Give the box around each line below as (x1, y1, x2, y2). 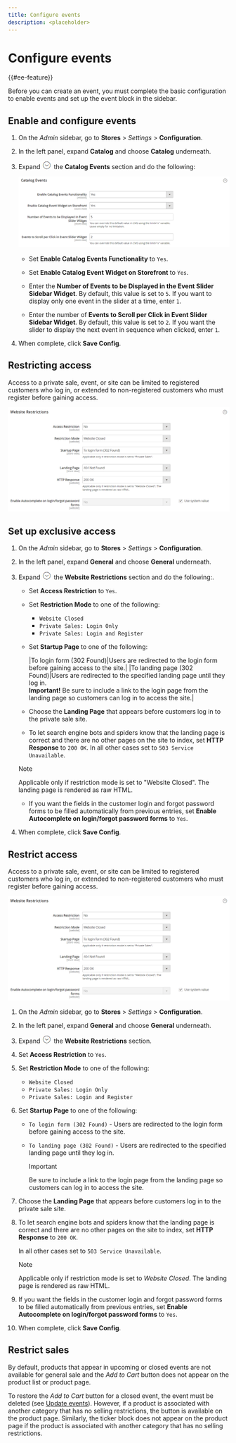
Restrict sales (8, 1344, 70, 1356)
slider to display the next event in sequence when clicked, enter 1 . (28, 326, 221, 334)
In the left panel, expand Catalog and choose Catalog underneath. (18, 147, 211, 156)
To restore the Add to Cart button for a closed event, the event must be (8, 1392, 214, 1400)
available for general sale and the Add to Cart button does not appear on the (8, 1370, 229, 1379)
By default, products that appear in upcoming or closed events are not (8, 1363, 211, 1371)
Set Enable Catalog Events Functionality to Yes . (28, 254, 169, 264)
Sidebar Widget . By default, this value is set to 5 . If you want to (28, 290, 212, 298)
